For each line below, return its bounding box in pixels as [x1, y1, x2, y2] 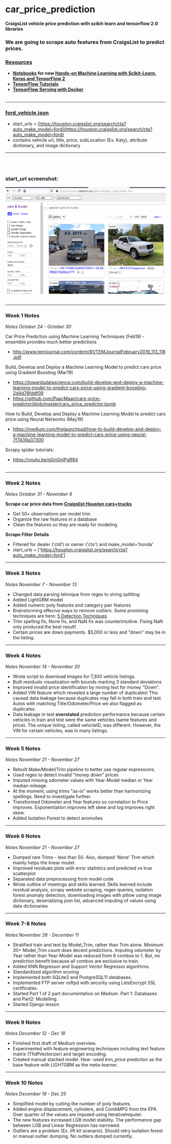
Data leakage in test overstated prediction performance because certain [12, 711, 165, 717]
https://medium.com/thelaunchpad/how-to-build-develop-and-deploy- [12, 426, 162, 432]
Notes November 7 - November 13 [5, 581, 77, 587]
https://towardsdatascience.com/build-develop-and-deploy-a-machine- [12, 379, 164, 386]
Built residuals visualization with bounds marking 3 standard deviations [12, 678, 162, 685]
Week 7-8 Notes [5, 920, 46, 928]
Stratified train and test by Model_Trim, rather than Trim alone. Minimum [12, 941, 164, 948]
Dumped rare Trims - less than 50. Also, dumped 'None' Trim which [12, 854, 155, 860]
